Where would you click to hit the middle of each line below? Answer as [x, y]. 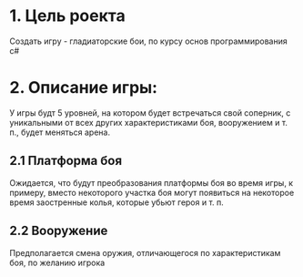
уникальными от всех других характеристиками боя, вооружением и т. [149, 122]
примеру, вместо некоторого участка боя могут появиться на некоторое [152, 192]
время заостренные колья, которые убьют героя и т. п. [117, 202]
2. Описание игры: [83, 88]
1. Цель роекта [67, 16]
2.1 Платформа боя [66, 161]
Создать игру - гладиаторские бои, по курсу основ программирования [149, 41]
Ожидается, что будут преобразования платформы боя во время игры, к [151, 182]
